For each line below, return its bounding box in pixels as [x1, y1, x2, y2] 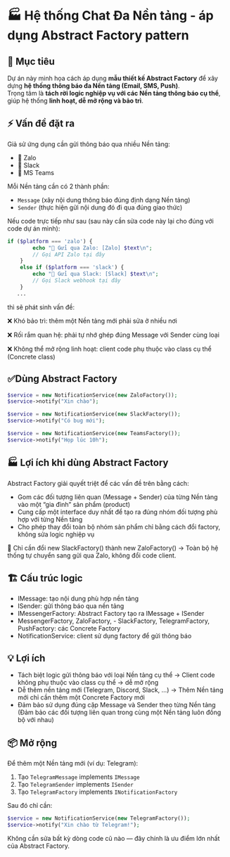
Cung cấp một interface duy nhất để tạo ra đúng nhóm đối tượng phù [17, 508, 218, 516]
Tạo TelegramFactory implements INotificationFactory [17, 787, 178, 796]
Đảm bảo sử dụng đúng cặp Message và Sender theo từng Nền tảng [17, 701, 216, 709]
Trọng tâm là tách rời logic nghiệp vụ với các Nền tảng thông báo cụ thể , [7, 89, 221, 97]
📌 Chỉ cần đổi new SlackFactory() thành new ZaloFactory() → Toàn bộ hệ [7, 543, 219, 552]
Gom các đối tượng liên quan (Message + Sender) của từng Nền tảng [17, 492, 218, 501]
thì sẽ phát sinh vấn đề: [7, 302, 75, 311]
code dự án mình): [7, 224, 60, 233]
